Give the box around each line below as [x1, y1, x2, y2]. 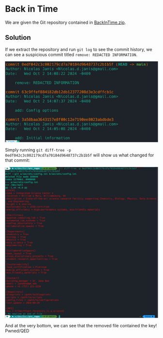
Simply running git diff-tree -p [5, 147, 71, 152]
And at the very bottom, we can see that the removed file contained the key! [5, 323, 157, 329]
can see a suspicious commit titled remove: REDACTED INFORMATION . [5, 51, 138, 57]
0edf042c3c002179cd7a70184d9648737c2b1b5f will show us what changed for [5, 152, 154, 158]
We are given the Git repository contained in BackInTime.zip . [5, 19, 126, 25]
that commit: [5, 157, 31, 163]
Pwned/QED [5, 328, 30, 334]
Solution [5, 34, 31, 42]
